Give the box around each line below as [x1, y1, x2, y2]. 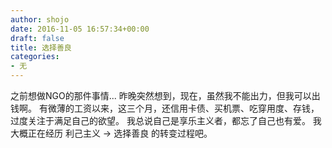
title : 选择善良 [10, 42, 72, 53]
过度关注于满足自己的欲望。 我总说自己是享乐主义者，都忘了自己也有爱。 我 [10, 115, 322, 126]
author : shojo [10, 14, 70, 25]
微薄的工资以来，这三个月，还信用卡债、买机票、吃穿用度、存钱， [47, 102, 320, 114]
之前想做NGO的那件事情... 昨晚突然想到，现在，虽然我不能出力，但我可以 [10, 90, 312, 101]
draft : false [10, 33, 65, 43]
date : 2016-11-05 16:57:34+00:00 [10, 24, 150, 34]
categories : [10, 52, 60, 62]
